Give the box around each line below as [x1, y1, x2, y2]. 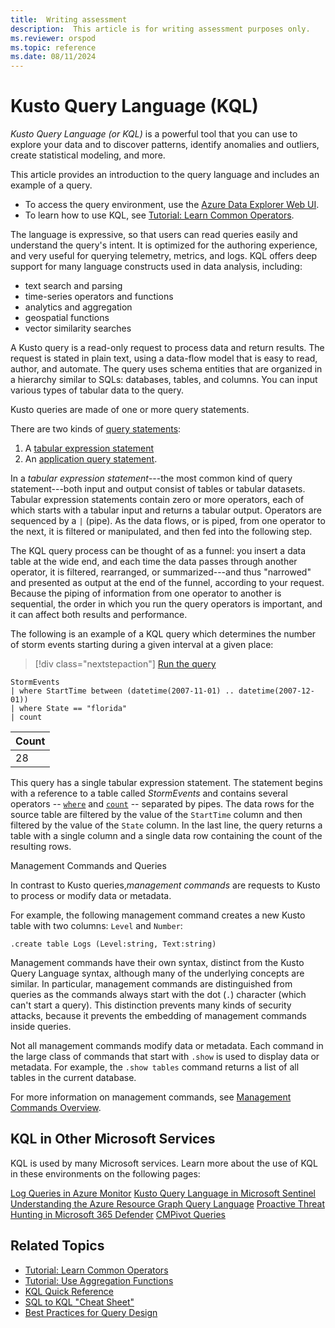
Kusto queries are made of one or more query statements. [10, 404, 250, 416]
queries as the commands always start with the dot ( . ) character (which [10, 989, 307, 1001]
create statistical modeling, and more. [10, 149, 166, 161]
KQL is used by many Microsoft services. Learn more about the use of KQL [10, 1157, 318, 1169]
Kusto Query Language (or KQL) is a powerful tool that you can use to [10, 128, 298, 140]
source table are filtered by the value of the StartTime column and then [10, 809, 303, 821]
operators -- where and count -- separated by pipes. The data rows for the [10, 798, 315, 810]
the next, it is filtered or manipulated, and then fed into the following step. [10, 526, 313, 538]
